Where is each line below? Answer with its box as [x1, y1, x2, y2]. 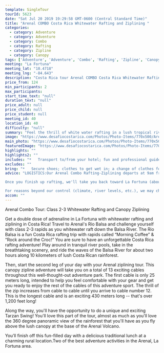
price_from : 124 [5, 80, 38, 85]
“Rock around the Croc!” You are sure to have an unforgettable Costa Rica [5, 237, 154, 243]
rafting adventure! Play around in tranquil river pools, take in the [5, 242, 133, 247]
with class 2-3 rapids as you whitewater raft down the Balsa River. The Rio [5, 226, 155, 232]
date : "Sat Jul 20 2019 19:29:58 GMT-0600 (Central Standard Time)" [5, 16, 147, 21]
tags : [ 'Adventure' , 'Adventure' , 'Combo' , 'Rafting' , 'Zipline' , [5, 57, 143, 62]
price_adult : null [5, 103, 42, 108]
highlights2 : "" [5, 153, 38, 157]
